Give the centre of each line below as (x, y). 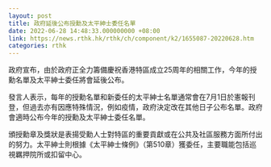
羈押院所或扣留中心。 (50, 155)
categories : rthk (38, 46)
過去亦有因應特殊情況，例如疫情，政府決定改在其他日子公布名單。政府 (146, 107)
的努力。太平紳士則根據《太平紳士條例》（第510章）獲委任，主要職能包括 (129, 144)
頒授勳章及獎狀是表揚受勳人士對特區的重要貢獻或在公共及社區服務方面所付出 (135, 135)
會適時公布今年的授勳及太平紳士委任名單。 (79, 117)
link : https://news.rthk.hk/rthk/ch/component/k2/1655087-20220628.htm (131, 38)
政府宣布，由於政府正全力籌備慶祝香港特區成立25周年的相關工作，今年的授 (133, 70)
